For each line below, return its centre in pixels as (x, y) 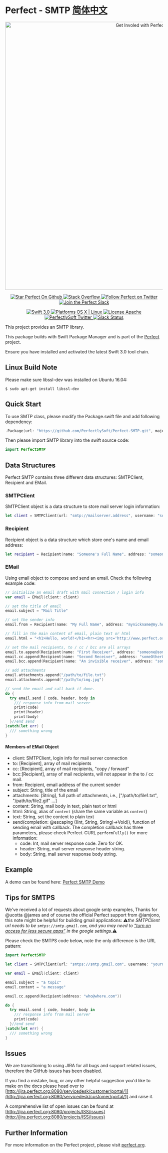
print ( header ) (29, 712)
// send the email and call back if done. (50, 689)
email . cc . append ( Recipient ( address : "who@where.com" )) (63, 996)
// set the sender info (30, 620)
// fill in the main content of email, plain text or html (68, 634)
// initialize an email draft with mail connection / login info (74, 592)
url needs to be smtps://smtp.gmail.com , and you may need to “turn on (78, 926)
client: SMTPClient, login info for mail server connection (70, 758)
